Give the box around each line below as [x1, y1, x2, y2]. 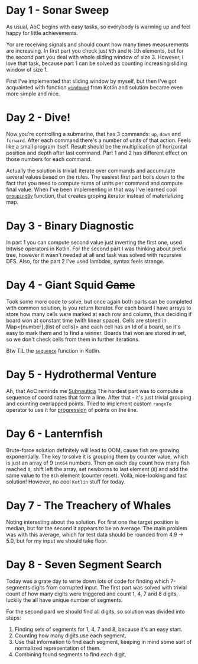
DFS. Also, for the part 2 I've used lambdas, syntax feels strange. [6, 257, 164, 265]
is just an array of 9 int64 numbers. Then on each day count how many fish [6, 459, 190, 466]
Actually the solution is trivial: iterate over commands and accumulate [6, 167, 176, 174]
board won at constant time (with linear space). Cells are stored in [6, 317, 167, 324]
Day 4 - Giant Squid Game [6, 279, 135, 292]
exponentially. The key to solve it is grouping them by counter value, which [6, 453, 188, 460]
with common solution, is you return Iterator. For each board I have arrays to [6, 304, 191, 311]
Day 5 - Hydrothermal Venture [6, 368, 157, 381]
